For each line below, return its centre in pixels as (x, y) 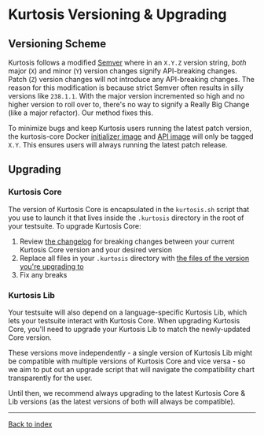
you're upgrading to (51, 266)
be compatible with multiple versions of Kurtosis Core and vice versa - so (127, 361)
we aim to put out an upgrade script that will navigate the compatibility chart (132, 369)
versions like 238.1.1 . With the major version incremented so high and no (126, 96)
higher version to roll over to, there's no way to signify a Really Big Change (129, 104)
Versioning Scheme (57, 44)
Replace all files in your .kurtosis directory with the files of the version (134, 258)
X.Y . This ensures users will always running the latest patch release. (118, 145)
